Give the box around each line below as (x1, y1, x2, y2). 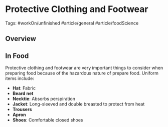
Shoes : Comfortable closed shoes (12, 117, 83, 123)
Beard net (12, 90, 34, 96)
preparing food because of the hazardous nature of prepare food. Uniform (5, 70, 159, 76)
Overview (5, 34, 37, 43)
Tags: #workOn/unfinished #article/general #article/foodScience (5, 20, 139, 26)
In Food (5, 51, 29, 60)
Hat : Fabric (12, 85, 36, 91)
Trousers (12, 106, 32, 112)
